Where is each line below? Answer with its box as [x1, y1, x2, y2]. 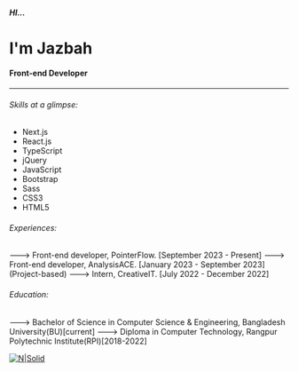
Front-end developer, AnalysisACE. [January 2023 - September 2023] [9, 259, 266, 270]
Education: [9, 289, 49, 299]
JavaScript [21, 164, 62, 175]
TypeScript [21, 146, 63, 156]
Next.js [21, 127, 49, 138]
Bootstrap [21, 174, 59, 185]
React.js [21, 136, 52, 146]
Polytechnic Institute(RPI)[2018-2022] [9, 336, 148, 346]
